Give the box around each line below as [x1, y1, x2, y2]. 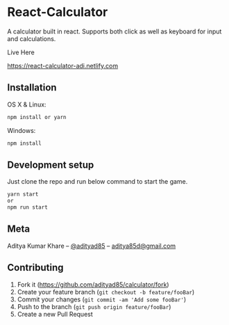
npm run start [7, 204, 49, 211]
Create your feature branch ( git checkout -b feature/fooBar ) [17, 287, 195, 296]
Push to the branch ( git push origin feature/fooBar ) [17, 302, 171, 310]
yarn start [7, 191, 39, 198]
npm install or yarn [7, 113, 67, 120]
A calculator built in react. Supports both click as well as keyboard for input [7, 27, 222, 35]
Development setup [7, 159, 94, 171]
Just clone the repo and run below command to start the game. [7, 177, 188, 186]
